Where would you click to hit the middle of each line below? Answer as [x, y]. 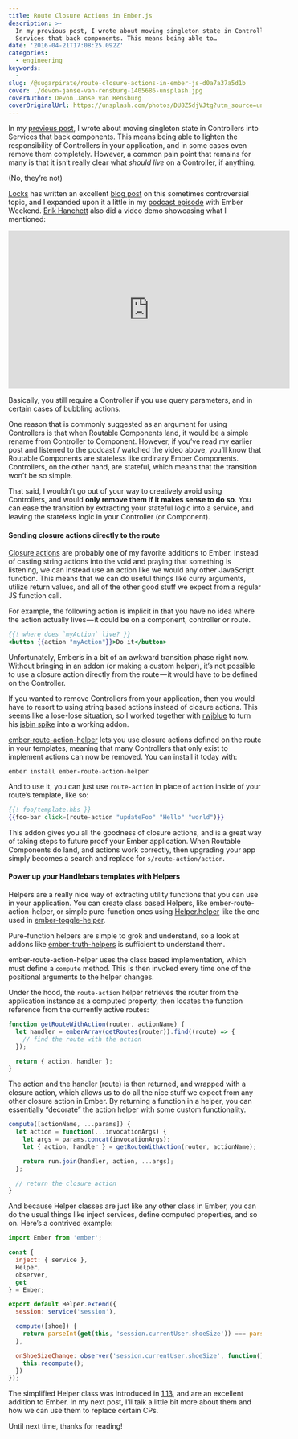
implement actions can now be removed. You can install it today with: [123, 757]
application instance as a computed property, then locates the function [126, 1001]
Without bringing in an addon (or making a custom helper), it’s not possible [132, 666]
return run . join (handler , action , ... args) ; [98, 1161]
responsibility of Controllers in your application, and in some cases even [128, 146]
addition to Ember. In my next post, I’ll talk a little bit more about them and [130, 1402]
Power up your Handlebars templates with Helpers [94, 876]
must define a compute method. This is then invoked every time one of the [130, 969]
